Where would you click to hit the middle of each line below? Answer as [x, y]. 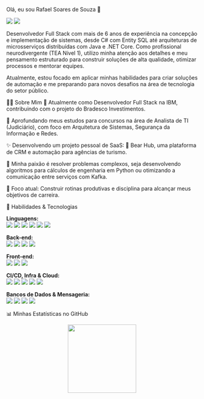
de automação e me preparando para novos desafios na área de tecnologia [100, 84]
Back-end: [20, 237]
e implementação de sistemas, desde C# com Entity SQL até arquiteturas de [102, 40]
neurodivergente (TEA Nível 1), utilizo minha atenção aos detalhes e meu [97, 53]
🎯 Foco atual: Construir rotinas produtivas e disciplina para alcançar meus [99, 189]
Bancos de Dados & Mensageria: [48, 294]
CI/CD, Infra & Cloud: [33, 275]
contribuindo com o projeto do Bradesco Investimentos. [76, 109]
